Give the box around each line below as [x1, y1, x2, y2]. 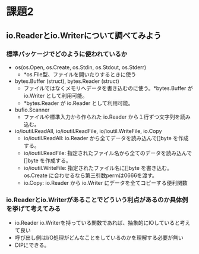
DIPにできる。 [14, 241, 50, 249]
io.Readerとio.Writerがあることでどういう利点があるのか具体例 [6, 196, 188, 204]
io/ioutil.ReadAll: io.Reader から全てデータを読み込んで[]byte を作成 [23, 134, 189, 141]
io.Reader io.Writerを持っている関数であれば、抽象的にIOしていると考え [14, 219, 191, 227]
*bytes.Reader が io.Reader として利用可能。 [23, 99, 134, 107]
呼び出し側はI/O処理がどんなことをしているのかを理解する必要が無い [14, 234, 184, 241]
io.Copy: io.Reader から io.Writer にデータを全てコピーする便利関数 [23, 179, 188, 186]
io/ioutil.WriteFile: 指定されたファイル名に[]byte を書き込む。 [23, 164, 172, 171]
